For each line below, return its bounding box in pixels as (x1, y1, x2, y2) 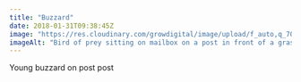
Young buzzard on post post (9, 62, 115, 73)
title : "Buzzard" (9, 12, 74, 22)
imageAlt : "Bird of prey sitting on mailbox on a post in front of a (9, 37, 275, 47)
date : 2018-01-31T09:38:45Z (9, 21, 115, 30)
